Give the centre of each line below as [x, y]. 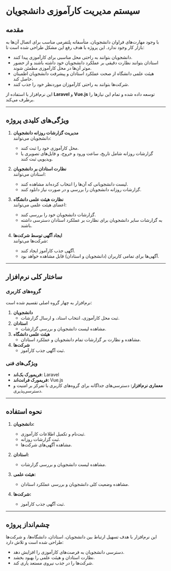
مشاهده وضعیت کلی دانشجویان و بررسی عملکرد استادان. [75, 484]
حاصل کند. [23, 79]
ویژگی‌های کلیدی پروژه [37, 121]
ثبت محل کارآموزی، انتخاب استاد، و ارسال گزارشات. [70, 318]
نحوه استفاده [24, 412]
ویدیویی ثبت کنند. [37, 159]
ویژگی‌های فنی [22, 364]
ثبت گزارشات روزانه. [40, 439]
